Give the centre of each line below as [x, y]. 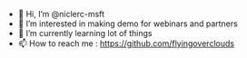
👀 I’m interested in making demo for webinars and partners [128, 24]
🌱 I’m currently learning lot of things [85, 33]
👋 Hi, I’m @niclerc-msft [61, 14]
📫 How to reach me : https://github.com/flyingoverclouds [126, 43]
